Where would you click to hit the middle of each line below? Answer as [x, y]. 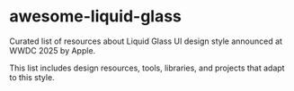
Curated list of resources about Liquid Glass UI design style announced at [146, 41]
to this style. [32, 77]
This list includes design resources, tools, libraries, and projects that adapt [147, 68]
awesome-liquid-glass [96, 17]
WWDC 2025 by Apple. [53, 50]
